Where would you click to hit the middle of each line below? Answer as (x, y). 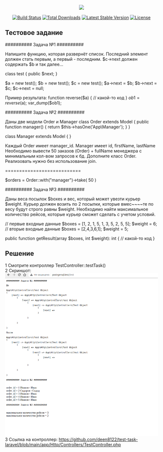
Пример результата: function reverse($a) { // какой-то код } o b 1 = (72, 98)
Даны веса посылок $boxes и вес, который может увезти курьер (73, 199)
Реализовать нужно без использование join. (51, 161)
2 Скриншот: (18, 270)
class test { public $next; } (31, 73)
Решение (20, 253)
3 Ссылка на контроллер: (32, 439)
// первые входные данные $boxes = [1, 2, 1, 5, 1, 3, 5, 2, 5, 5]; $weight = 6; (81, 224)
